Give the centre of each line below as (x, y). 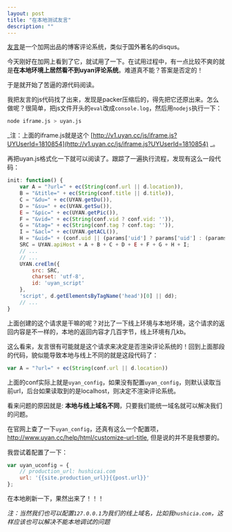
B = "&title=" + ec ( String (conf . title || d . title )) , (97, 193)
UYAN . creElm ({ (40, 264)
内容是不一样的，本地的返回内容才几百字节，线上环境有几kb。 (101, 332)
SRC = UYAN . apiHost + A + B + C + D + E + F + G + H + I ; (105, 245)
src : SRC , (46, 270)
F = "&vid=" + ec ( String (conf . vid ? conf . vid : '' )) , (97, 219)
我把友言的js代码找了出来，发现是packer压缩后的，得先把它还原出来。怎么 (113, 99)
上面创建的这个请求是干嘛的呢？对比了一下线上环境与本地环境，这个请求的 (113, 323)
